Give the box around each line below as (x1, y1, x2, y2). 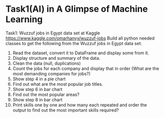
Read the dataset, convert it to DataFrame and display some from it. (12, 50, 149, 56)
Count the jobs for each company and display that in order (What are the (12, 65, 160, 71)
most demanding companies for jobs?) (12, 71, 91, 76)
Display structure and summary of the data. (12, 55, 101, 61)
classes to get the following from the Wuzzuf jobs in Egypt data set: (5, 40, 142, 46)
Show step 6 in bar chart (12, 86, 63, 92)
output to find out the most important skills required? (12, 107, 119, 113)
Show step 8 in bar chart (12, 96, 63, 102)
